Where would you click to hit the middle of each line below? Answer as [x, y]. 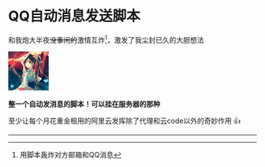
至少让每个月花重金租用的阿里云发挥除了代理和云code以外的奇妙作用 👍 [125, 121]
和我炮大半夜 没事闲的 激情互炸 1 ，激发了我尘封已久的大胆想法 [106, 39]
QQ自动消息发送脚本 [74, 16]
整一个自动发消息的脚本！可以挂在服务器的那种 [84, 104]
